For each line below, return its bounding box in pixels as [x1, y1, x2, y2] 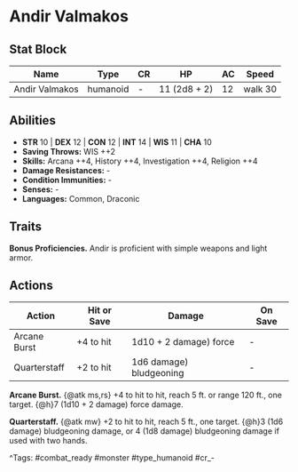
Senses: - [21, 184, 59, 195]
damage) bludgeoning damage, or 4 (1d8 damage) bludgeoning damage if [9, 426, 279, 436]
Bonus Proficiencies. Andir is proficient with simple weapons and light [9, 243, 268, 253]
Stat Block [9, 42, 67, 57]
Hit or [87, 304, 113, 316]
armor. [9, 252, 34, 263]
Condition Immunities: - [21, 174, 113, 185]
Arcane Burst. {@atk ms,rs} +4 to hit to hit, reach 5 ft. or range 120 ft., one [9, 389, 282, 401]
